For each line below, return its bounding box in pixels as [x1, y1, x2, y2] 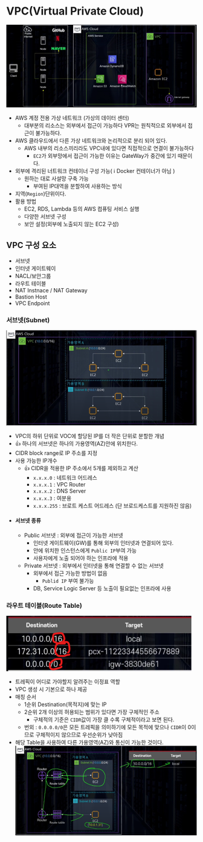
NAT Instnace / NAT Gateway [14, 287, 88, 294]
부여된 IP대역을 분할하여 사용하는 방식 [33, 183, 122, 190]
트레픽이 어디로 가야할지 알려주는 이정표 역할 [14, 678, 121, 685]
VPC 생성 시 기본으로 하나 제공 [14, 685, 88, 693]
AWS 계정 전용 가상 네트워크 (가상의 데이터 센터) [14, 114, 130, 122]
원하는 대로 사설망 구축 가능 [24, 175, 89, 183]
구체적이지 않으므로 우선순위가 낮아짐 [35, 731, 123, 738]
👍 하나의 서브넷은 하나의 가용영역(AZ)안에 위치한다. [14, 440, 138, 447]
